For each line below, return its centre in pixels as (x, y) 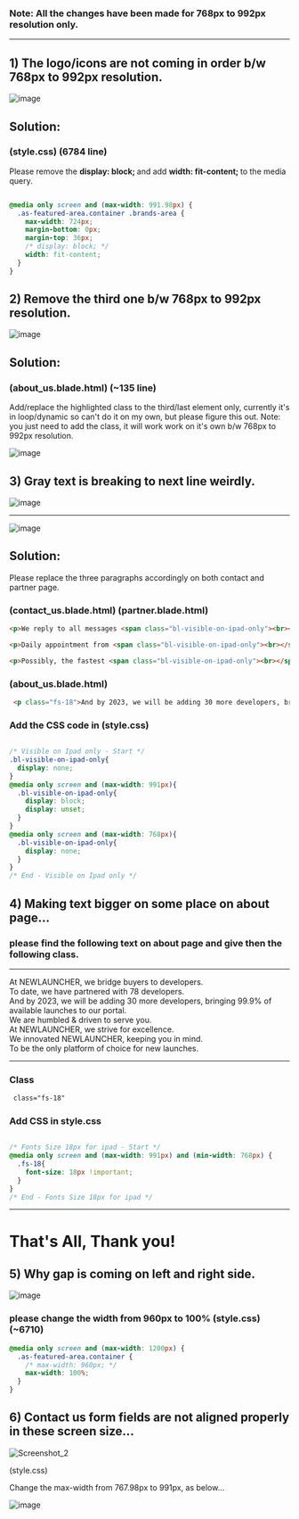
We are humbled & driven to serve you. (81, 1020)
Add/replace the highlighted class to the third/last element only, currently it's (149, 408)
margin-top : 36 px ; (59, 238)
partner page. (34, 587)
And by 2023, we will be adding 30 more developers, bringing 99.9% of (141, 1001)
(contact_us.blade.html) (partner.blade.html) (109, 610)
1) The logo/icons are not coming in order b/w (138, 63)
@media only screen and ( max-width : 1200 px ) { (97, 1348)
